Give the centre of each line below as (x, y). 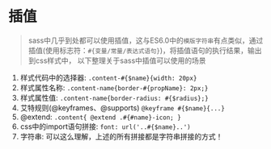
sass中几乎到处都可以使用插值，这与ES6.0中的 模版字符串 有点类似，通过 (146, 40)
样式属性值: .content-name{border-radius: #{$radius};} (114, 97)
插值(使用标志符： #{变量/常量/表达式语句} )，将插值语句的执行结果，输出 (145, 50)
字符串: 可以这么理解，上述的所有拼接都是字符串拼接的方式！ (121, 136)
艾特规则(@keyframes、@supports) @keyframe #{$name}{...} (122, 108)
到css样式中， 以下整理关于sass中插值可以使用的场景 (117, 60)
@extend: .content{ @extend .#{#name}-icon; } (101, 117)
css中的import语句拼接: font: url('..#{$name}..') (106, 126)
